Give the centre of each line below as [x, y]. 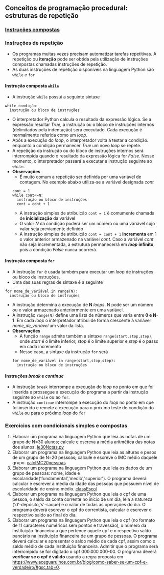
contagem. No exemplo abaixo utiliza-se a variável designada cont [87, 182]
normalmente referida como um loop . [50, 135]
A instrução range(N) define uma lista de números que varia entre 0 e [82, 315]
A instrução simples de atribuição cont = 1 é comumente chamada [87, 213]
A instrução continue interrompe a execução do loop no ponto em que [83, 402]
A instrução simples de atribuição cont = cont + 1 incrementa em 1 [88, 234]
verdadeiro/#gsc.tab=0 [35, 567]
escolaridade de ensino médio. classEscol [54, 488]
